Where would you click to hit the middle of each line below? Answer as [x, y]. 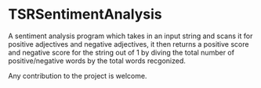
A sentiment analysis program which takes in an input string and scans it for [130, 36]
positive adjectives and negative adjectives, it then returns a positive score [129, 44]
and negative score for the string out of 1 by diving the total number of [121, 52]
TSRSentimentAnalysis [85, 14]
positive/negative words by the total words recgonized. [97, 61]
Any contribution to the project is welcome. [78, 76]
